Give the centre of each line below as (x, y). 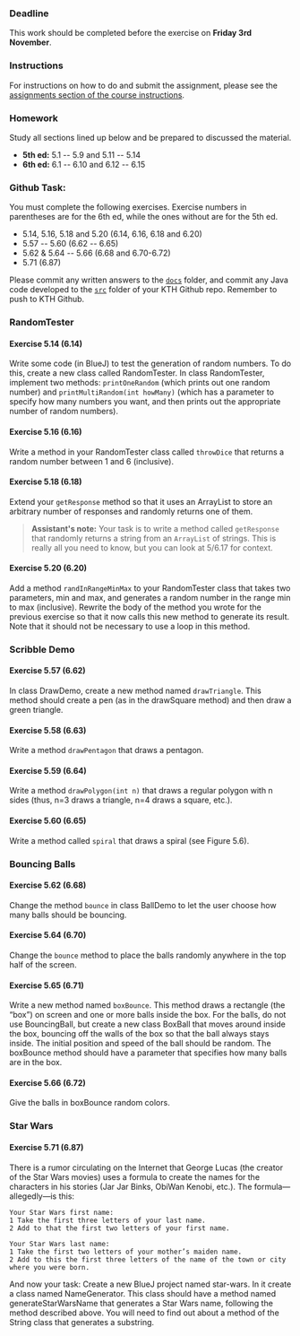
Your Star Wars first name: (62, 1212)
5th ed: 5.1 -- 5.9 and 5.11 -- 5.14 (81, 154)
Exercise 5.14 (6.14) (46, 343)
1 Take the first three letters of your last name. (107, 1220)
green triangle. (36, 710)
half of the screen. (43, 964)
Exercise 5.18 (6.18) (46, 481)
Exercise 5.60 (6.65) (48, 821)
